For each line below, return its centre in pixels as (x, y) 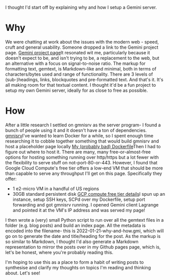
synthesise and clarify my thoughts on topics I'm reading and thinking (78, 267)
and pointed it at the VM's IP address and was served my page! (79, 210)
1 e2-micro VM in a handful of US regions (56, 188)
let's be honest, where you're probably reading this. (59, 252)
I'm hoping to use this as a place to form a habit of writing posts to (75, 262)
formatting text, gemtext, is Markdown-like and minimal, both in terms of (81, 68)
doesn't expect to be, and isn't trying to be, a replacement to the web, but (82, 58)
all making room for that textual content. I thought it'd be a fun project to (81, 85)
